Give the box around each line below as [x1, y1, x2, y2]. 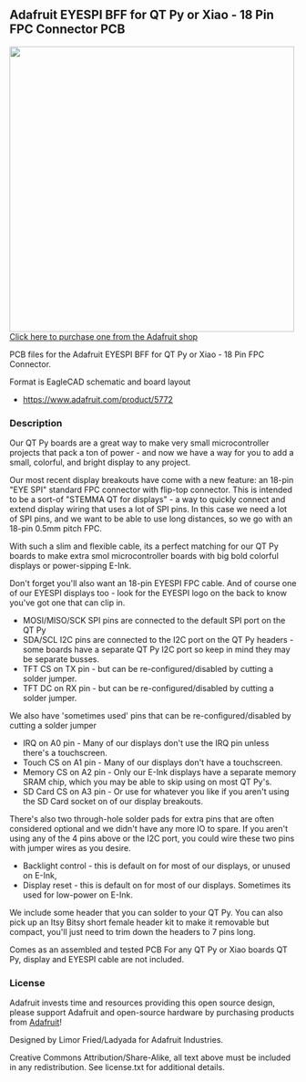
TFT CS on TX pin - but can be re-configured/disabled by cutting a [22, 664, 274, 675]
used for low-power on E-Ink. [22, 889, 134, 900]
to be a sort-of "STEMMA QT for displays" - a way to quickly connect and [9, 494, 286, 505]
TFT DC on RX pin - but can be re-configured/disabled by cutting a [22, 683, 275, 694]
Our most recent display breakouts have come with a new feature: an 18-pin [9, 475, 294, 486]
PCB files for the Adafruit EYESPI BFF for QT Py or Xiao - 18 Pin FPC [9, 349, 265, 360]
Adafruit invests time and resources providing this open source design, [9, 997, 276, 1008]
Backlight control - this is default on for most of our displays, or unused [22, 860, 291, 871]
